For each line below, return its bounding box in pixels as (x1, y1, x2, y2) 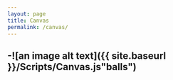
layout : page (7, 10, 46, 18)
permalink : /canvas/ (7, 23, 69, 30)
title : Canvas (7, 17, 50, 24)
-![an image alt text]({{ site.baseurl (7, 50, 166, 62)
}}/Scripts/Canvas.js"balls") (7, 61, 137, 73)
